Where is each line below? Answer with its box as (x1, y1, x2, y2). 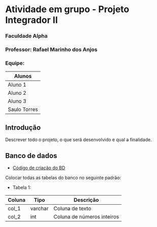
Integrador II (5, 14, 58, 26)
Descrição (73, 196, 99, 203)
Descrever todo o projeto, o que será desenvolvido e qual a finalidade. (5, 137, 152, 143)
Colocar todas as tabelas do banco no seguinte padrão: (5, 174, 122, 180)
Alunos (14, 72, 32, 80)
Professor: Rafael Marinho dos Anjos (5, 46, 98, 53)
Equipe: (5, 59, 25, 66)
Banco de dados (5, 151, 57, 160)
